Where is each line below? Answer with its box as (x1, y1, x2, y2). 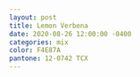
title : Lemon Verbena (9, 21, 89, 30)
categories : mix (9, 37, 69, 47)
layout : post (9, 12, 57, 22)
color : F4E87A (9, 46, 62, 55)
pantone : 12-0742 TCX (9, 54, 89, 63)
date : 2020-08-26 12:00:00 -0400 (9, 29, 132, 38)
